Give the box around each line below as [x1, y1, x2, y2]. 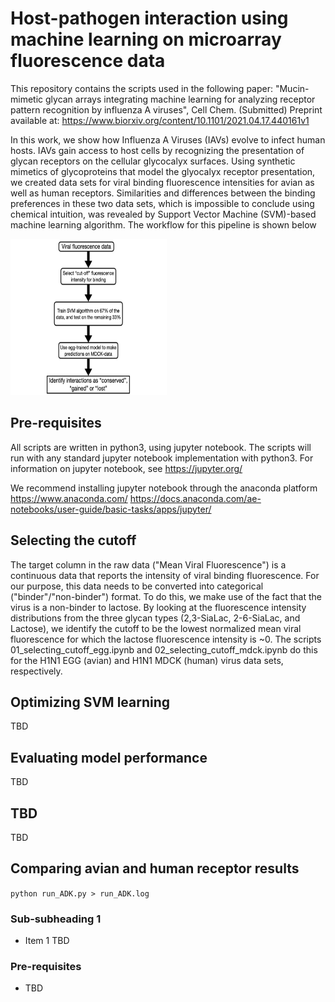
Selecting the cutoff [10, 532, 137, 549]
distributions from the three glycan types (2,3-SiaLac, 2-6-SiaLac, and [10, 612, 301, 624]
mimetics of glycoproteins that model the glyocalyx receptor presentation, [10, 165, 316, 177]
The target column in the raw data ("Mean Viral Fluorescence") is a [10, 558, 287, 571]
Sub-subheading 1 [10, 912, 102, 926]
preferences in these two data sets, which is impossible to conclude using [10, 197, 315, 209]
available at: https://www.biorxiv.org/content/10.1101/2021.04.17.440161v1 [10, 114, 310, 126]
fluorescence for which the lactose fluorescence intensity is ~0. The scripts [10, 633, 322, 645]
